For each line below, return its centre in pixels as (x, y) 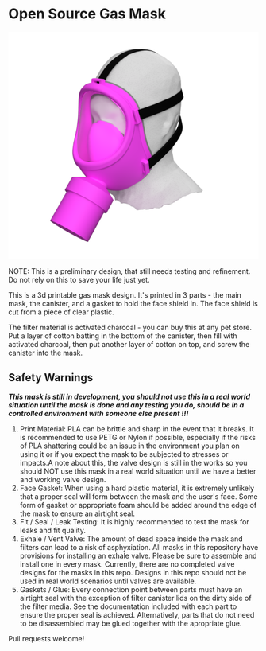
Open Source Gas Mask (87, 14)
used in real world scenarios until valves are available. (108, 581)
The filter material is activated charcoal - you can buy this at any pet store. (130, 327)
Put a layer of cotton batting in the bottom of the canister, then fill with (123, 336)
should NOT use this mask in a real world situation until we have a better (138, 471)
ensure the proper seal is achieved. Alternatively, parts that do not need (137, 615)
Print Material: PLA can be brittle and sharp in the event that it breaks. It (137, 429)
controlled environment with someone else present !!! (98, 414)
